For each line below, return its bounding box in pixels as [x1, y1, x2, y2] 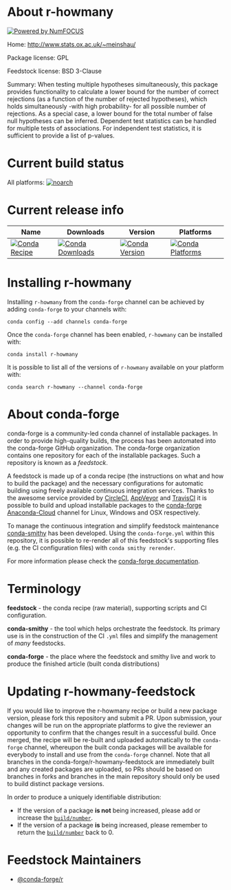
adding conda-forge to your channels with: [7, 305, 127, 313]
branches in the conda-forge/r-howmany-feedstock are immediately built [7, 757, 214, 766]
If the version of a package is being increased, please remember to [16, 821, 208, 829]
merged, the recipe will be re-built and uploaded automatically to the [7, 735, 201, 744]
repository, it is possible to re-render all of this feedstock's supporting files [7, 536, 219, 544]
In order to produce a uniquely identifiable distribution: [7, 792, 162, 801]
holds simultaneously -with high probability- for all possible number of [7, 102, 206, 110]
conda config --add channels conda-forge [7, 318, 128, 325]
